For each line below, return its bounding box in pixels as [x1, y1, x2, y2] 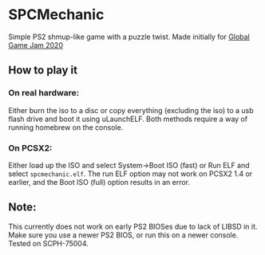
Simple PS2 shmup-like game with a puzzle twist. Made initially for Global [8, 32, 250, 41]
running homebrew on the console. [8, 122, 124, 132]
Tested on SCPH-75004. [8, 238, 89, 248]
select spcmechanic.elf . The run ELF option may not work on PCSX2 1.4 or [8, 169, 253, 178]
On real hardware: [8, 88, 80, 99]
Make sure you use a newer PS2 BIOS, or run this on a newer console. [8, 229, 239, 240]
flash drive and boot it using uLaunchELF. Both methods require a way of [8, 114, 248, 124]
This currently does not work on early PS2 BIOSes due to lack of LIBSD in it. [8, 222, 258, 231]
